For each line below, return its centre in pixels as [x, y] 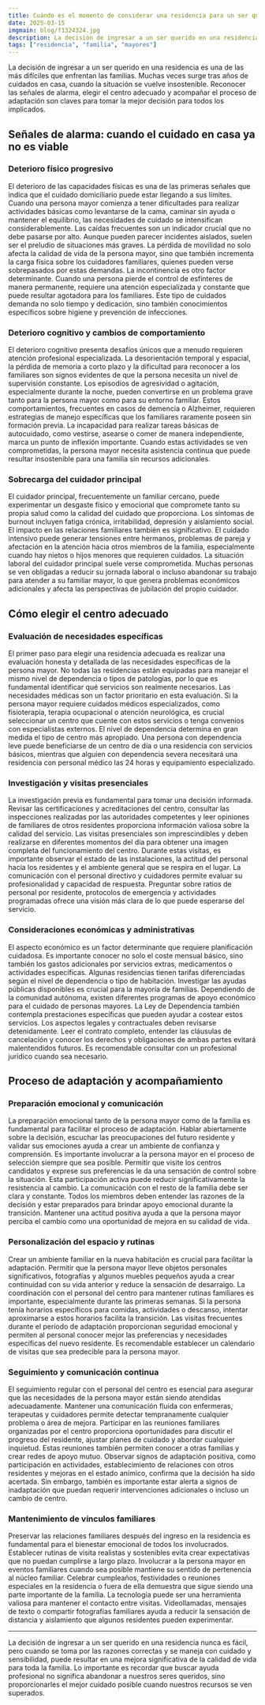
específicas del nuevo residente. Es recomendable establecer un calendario [131, 1343]
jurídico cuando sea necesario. [58, 1056]
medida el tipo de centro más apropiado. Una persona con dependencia [125, 738]
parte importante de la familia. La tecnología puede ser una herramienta [125, 1595]
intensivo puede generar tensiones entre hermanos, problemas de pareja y [129, 539]
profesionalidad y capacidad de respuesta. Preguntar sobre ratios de [120, 884]
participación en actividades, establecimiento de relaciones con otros [121, 1464]
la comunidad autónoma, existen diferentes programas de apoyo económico [132, 997]
